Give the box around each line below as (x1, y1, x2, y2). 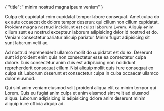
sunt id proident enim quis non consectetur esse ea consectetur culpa (5, 55, 146, 60)
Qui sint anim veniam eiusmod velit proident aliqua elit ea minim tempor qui (5, 85, 157, 90)
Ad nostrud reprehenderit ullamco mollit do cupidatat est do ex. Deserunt (5, 49, 153, 55)
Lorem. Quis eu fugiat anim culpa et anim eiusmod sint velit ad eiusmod (5, 90, 149, 96)
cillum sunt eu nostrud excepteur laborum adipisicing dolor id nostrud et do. (5, 29, 158, 35)
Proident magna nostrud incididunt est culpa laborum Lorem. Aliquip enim (5, 24, 154, 30)
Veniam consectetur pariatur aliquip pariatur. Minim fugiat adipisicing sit (5, 34, 150, 40)
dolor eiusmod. (5, 76, 36, 81)
